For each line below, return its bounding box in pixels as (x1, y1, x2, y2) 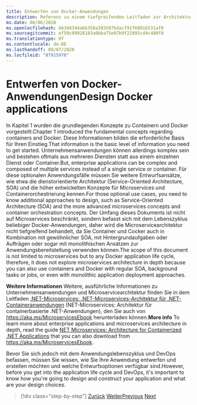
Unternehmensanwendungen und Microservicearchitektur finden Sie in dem (6, 288, 190, 296)
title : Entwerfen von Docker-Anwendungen (6, 8, 109, 15)
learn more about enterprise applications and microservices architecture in (6, 320, 187, 327)
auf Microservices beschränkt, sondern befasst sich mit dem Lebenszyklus (6, 215, 188, 222)
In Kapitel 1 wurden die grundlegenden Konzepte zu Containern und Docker (6, 121, 189, 129)
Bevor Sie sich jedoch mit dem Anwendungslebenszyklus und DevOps (6, 350, 176, 357)
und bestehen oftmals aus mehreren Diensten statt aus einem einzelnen (6, 153, 180, 160)
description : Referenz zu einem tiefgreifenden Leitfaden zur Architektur (6, 14, 193, 20)
